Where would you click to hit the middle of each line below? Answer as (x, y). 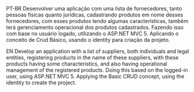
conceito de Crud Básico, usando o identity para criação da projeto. (88, 40)
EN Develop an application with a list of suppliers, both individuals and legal (98, 51)
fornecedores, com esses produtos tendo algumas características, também (97, 21)
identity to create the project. (41, 83)
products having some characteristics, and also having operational (87, 64)
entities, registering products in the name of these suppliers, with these (92, 57)
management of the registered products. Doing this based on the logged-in (97, 70)
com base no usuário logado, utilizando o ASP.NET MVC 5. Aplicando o (93, 34)
